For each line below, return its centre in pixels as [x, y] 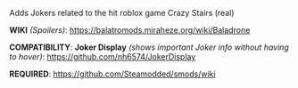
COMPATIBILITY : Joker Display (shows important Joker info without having [149, 47]
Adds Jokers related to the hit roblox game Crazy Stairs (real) [122, 13]
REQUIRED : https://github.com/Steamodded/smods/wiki [112, 74]
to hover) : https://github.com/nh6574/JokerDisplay [103, 56]
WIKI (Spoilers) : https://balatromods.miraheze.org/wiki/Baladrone [130, 30]
